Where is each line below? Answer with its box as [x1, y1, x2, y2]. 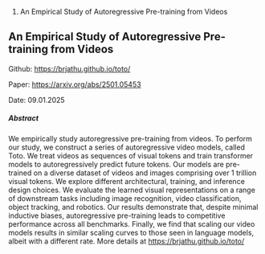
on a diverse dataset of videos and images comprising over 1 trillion [33, 168, 257, 178]
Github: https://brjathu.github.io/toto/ [8, 63, 131, 73]
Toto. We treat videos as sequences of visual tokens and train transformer [8, 150, 254, 160]
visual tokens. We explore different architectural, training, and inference [8, 176, 245, 186]
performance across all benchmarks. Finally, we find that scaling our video [8, 219, 255, 228]
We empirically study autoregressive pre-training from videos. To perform [8, 133, 253, 143]
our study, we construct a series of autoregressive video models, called [8, 142, 245, 152]
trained [8, 168, 32, 178]
